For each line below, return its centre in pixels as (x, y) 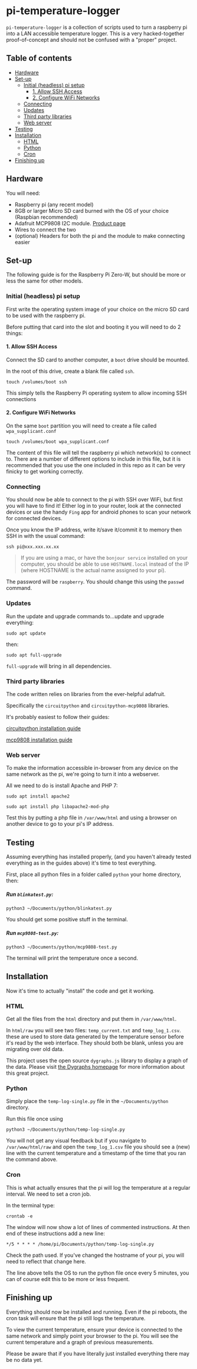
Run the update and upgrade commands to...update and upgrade (85, 616)
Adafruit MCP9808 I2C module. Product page (70, 223)
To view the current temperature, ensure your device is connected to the (94, 1329)
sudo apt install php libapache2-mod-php (58, 807)
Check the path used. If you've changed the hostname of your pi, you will (95, 1255)
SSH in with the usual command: (46, 536)
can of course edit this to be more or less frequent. (68, 1279)
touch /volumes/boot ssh (37, 382)
